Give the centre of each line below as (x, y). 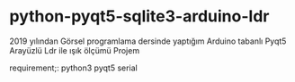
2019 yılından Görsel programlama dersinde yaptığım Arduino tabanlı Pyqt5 (148, 41)
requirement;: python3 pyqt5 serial (73, 68)
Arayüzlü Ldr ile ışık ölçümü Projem (75, 50)
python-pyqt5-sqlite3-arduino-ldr (139, 16)
